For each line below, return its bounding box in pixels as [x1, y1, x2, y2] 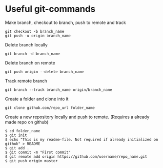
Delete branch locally [5, 42, 48, 47]
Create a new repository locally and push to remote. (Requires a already [5, 114, 150, 120]
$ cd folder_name [5, 128, 41, 133]
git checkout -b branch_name [5, 29, 64, 34]
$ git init [5, 133, 27, 138]
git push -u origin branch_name [5, 33, 71, 38]
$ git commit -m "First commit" [5, 150, 71, 155]
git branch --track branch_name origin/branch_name [5, 87, 112, 92]
